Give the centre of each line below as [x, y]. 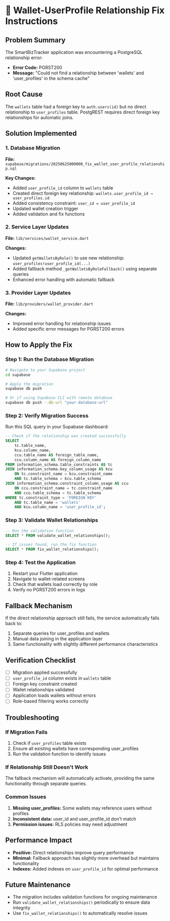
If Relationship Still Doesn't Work [47, 767]
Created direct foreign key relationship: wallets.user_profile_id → [83, 193]
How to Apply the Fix [39, 345]
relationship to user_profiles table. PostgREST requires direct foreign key [83, 112]
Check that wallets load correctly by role [55, 584]
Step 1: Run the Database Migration [50, 360]
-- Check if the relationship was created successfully [66, 436]
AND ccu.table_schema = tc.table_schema [58, 493]
